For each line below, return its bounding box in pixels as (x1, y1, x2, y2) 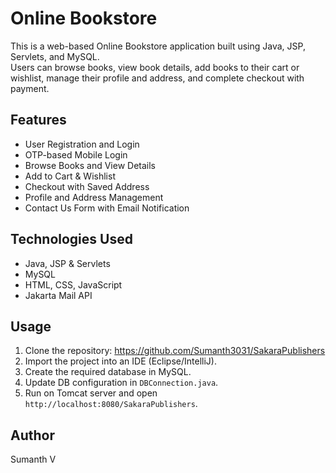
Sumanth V (10, 453, 57, 466)
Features (10, 112, 67, 129)
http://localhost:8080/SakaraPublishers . (24, 398, 198, 410)
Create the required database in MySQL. (24, 366, 192, 378)
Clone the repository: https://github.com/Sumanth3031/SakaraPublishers (24, 345, 326, 357)
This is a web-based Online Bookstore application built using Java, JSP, (10, 40, 306, 52)
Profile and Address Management (24, 191, 164, 203)
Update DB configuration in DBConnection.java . (24, 377, 219, 389)
